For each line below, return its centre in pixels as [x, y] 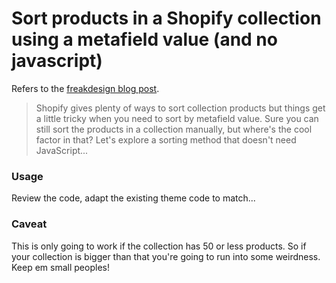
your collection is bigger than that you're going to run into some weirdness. [166, 256]
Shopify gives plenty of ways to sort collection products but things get [180, 108]
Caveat [29, 224]
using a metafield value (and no [144, 39]
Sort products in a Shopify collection [166, 18]
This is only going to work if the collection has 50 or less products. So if [159, 246]
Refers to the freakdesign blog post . [85, 88]
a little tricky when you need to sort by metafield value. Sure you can [177, 118]
